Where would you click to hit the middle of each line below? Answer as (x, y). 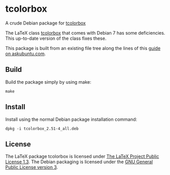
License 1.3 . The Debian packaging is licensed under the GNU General (79, 162)
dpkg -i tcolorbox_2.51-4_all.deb (42, 129)
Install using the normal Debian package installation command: (71, 119)
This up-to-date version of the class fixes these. (56, 38)
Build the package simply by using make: (48, 82)
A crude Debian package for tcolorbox (45, 23)
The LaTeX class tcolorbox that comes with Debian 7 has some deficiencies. (85, 33)
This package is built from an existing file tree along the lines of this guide (83, 48)
